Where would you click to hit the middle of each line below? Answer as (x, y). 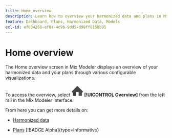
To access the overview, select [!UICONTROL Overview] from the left (85, 95)
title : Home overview (28, 11)
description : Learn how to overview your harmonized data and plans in (83, 16)
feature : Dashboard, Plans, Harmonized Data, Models (63, 21)
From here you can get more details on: (47, 110)
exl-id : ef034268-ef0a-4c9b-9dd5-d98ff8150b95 (56, 27)
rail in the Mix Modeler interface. (40, 100)
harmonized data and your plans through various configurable (71, 73)
